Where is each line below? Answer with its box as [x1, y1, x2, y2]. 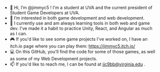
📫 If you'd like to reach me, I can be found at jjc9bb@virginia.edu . [9, 61, 146, 67]
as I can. [9, 31, 27, 36]
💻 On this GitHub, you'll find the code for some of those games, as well [9, 49, 156, 54]
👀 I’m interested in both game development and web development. [9, 15, 145, 21]
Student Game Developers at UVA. [9, 10, 80, 16]
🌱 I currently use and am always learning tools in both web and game [9, 20, 150, 26]
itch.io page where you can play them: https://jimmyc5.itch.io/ [9, 43, 135, 49]
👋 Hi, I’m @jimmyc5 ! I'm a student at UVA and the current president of [9, 5, 153, 10]
